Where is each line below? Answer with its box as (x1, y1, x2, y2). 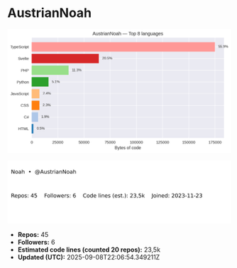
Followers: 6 (17, 238, 55, 246)
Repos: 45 (17, 230, 49, 238)
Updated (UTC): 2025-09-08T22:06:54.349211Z (17, 252, 160, 261)
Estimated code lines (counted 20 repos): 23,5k (17, 245, 161, 254)
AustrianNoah (7, 5, 92, 21)
